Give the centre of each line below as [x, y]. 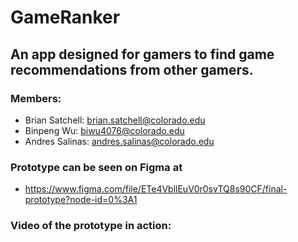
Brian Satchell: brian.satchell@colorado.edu [115, 120]
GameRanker [65, 17]
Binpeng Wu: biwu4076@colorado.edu [104, 130]
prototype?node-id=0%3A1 [81, 200]
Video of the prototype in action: [91, 226]
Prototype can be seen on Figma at [96, 167]
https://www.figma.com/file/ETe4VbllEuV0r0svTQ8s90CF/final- [156, 189]
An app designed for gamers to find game [142, 54]
